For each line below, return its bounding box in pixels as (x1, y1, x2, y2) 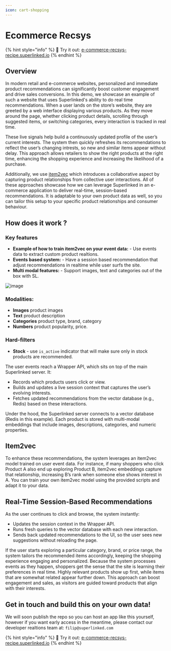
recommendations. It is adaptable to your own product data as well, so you (5, 193, 162, 199)
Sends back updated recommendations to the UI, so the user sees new (12, 532, 162, 538)
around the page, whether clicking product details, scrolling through (5, 113, 149, 119)
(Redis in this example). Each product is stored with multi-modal (5, 416, 140, 422)
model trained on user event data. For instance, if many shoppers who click (5, 461, 164, 467)
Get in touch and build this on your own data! (5, 600, 151, 609)
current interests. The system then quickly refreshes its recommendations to (5, 139, 166, 146)
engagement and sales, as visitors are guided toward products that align (5, 580, 157, 586)
